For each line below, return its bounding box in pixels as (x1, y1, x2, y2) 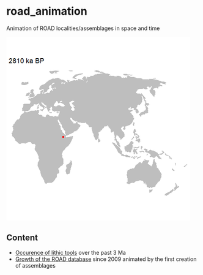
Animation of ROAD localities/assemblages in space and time (6, 24, 160, 32)
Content (6, 233, 39, 243)
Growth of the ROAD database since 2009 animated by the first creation (15, 255, 197, 263)
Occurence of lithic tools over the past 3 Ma (15, 249, 127, 256)
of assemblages (15, 262, 56, 269)
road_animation (6, 4, 87, 18)
